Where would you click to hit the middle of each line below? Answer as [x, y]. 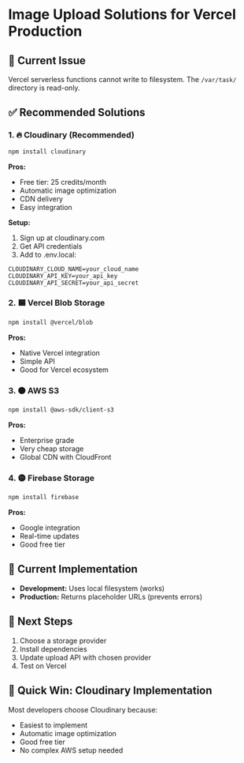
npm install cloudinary [47, 152]
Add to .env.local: [48, 254]
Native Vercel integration [60, 352]
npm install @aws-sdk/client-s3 [61, 410]
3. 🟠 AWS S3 [34, 390]
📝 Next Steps [41, 622]
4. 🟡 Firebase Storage [51, 478]
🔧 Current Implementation [73, 569]
